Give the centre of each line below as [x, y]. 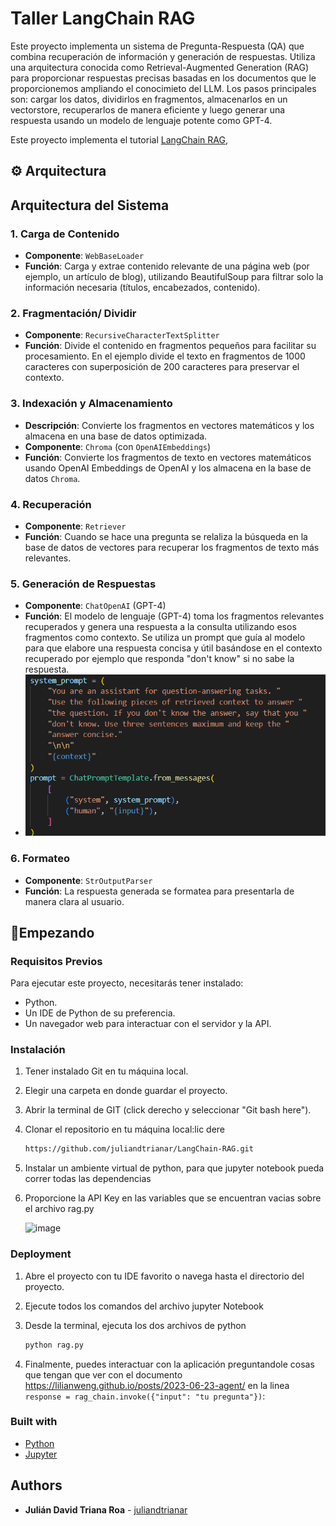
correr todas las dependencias [88, 1179]
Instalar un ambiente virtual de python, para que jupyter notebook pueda [174, 1168]
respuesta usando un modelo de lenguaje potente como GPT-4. [141, 120]
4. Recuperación [51, 504]
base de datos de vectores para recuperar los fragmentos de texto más [172, 547]
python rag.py [54, 1345]
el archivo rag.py [59, 1209]
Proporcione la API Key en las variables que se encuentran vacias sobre [173, 1198]
